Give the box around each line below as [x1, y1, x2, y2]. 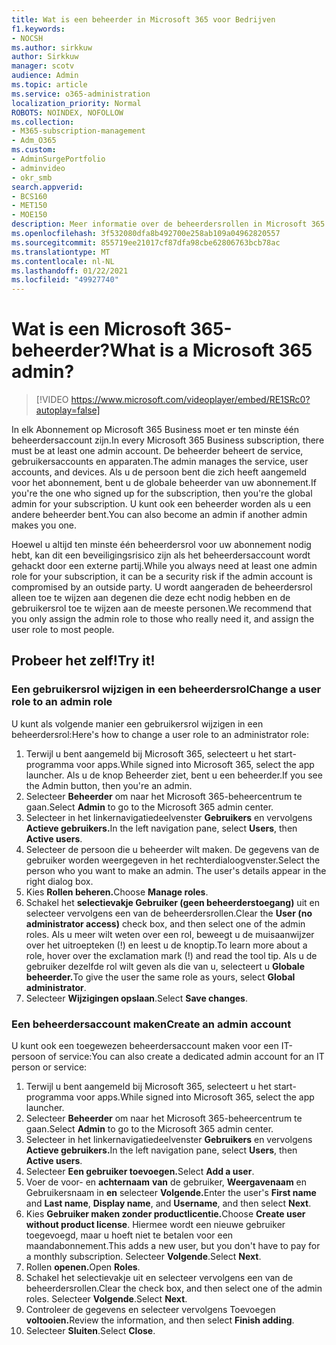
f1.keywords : [11, 24, 66, 34]
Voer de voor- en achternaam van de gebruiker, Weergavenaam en [25, 1176, 308, 1188]
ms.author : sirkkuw [11, 42, 93, 53]
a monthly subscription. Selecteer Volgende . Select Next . [25, 1251, 262, 1263]
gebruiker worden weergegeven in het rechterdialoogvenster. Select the [25, 854, 321, 866]
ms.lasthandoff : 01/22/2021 [11, 266, 129, 276]
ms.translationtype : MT [11, 247, 111, 257]
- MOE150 [11, 210, 48, 220]
